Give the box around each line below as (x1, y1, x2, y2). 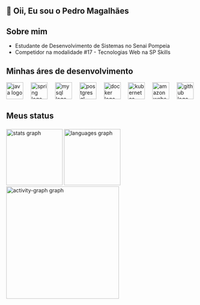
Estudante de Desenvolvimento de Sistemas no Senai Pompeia (14, 43, 170, 50)
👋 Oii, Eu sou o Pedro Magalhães (6, 6, 129, 16)
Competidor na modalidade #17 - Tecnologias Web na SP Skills (14, 49, 171, 56)
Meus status (6, 111, 54, 121)
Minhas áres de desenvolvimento (6, 66, 133, 76)
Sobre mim (6, 26, 48, 37)
